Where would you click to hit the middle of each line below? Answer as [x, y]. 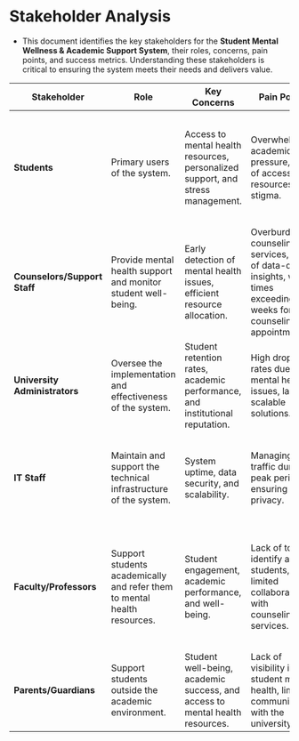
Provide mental [142, 260]
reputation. [207, 424]
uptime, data [211, 471]
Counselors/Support [58, 276]
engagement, [212, 569]
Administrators [46, 391]
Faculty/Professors [55, 586]
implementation [143, 374]
